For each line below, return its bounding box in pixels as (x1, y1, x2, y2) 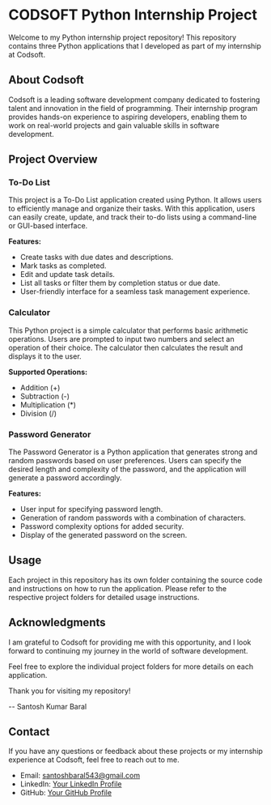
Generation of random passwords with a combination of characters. (19, 513, 247, 523)
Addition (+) (19, 382, 61, 392)
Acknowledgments (8, 615, 107, 629)
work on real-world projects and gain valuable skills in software (8, 120, 220, 130)
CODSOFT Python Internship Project (8, 6, 257, 24)
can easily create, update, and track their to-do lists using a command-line (8, 212, 257, 222)
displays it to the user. (8, 351, 83, 361)
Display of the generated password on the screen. (19, 530, 188, 540)
